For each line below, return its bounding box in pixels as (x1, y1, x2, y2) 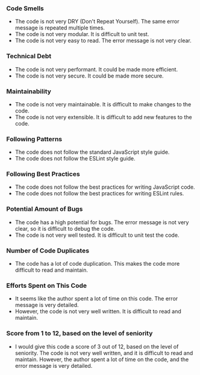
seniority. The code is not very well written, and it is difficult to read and (14, 349, 193, 356)
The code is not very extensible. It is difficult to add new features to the (14, 113, 192, 121)
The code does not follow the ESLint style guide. (14, 155, 136, 162)
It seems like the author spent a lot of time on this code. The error (14, 295, 178, 302)
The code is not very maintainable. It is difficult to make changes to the (14, 100, 192, 108)
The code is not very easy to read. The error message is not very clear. (14, 37, 192, 44)
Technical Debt (6, 52, 52, 61)
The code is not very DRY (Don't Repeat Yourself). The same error (14, 18, 180, 25)
